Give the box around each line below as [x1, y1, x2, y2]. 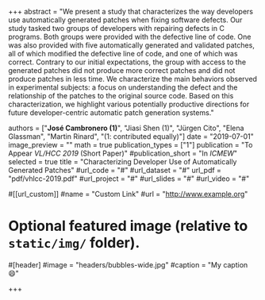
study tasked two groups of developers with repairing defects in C [8, 24, 225, 33]
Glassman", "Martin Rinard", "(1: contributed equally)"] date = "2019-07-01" [8, 132, 254, 141]
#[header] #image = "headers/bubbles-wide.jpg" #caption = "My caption [8, 260, 248, 269]
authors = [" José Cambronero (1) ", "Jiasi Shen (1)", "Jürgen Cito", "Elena [8, 123, 244, 133]
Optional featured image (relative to [8, 217, 248, 235]
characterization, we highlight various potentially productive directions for [8, 99, 250, 109]
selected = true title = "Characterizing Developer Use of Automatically [8, 157, 237, 166]
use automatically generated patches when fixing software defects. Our [8, 15, 243, 25]
